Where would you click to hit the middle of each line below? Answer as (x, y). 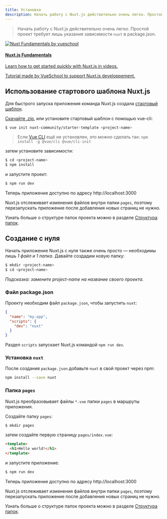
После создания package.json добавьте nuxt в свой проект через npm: (80, 368)
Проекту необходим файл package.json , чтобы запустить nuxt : (71, 303)
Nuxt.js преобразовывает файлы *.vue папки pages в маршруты (72, 401)
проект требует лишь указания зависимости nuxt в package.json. (87, 34)
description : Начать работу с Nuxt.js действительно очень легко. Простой (84, 14)
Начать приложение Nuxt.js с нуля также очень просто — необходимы (81, 250)
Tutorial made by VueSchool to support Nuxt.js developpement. (70, 76)
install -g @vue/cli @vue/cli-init (54, 142)
